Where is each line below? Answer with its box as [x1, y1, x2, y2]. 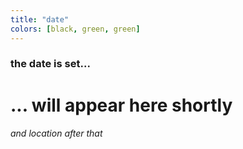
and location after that [10, 127, 103, 140]
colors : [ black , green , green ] [10, 24, 141, 34]
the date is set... [10, 57, 91, 71]
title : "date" [10, 14, 70, 25]
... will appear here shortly [10, 94, 233, 116]
